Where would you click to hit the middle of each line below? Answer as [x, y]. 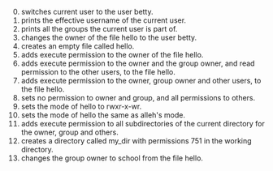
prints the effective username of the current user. [103, 20]
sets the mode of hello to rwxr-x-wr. [81, 106]
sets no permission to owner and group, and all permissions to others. [138, 98]
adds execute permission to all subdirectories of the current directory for [143, 124]
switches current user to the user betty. [87, 12]
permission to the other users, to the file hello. [98, 72]
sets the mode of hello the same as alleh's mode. [103, 115]
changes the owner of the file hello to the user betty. [109, 37]
